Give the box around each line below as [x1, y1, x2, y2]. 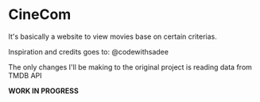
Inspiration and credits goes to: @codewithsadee [8, 47, 169, 56]
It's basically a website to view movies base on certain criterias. [8, 32, 217, 41]
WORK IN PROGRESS [8, 85, 80, 96]
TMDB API [8, 70, 42, 80]
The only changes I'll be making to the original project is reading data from [8, 62, 253, 72]
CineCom [8, 6, 72, 24]
